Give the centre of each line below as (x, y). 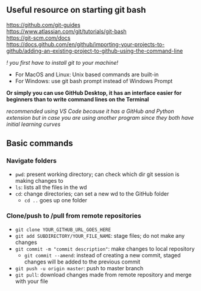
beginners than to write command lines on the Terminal (78, 99)
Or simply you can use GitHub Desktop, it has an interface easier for (94, 93)
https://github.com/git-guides (44, 24)
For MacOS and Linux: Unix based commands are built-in (87, 74)
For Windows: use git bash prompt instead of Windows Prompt (94, 81)
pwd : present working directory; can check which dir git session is (97, 174)
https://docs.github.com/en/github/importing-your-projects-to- (86, 44)
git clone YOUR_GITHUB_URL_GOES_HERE (63, 230)
